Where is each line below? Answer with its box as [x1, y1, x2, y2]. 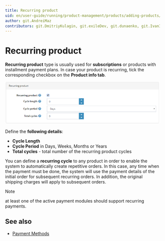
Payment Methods [12, 230, 50, 236]
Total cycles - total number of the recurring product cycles [12, 148, 132, 154]
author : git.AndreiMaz [5, 18, 52, 23]
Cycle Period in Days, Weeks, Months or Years [12, 143, 107, 149]
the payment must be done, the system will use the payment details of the [5, 168, 155, 174]
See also [5, 217, 32, 226]
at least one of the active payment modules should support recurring [5, 198, 144, 204]
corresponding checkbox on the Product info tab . [5, 72, 106, 78]
